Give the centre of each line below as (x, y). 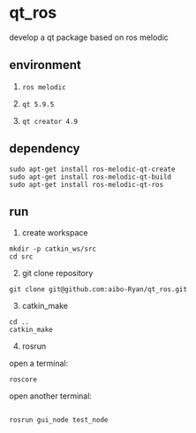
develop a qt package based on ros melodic (89, 37)
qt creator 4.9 (50, 121)
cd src (21, 257)
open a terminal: (39, 363)
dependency (45, 149)
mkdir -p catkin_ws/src (53, 249)
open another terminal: (51, 396)
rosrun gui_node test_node (59, 420)
